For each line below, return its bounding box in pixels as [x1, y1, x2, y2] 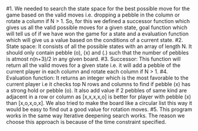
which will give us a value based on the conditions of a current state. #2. [6, 37, 184, 43]
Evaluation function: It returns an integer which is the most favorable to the [6, 74, 189, 81]
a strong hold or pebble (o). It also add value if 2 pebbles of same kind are [6, 87, 187, 94]
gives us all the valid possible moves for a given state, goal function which [6, 24, 188, 31]
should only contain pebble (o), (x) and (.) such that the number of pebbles [6, 49, 189, 56]
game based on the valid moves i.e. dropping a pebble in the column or [6, 11, 180, 18]
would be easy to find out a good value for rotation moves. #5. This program [6, 106, 193, 113]
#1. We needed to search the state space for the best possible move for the [6, 5, 190, 12]
